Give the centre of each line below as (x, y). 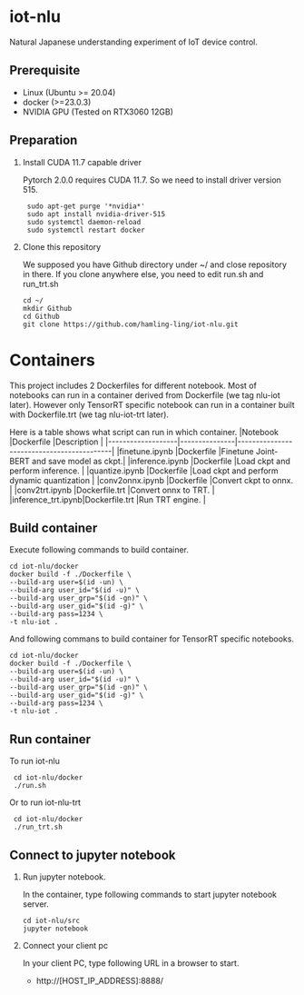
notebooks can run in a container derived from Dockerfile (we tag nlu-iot (145, 395)
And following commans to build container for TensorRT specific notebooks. (152, 639)
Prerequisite (45, 70)
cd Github (41, 316)
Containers (52, 360)
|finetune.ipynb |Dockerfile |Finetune (185, 451)
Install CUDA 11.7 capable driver (82, 162)
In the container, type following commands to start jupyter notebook (150, 894)
